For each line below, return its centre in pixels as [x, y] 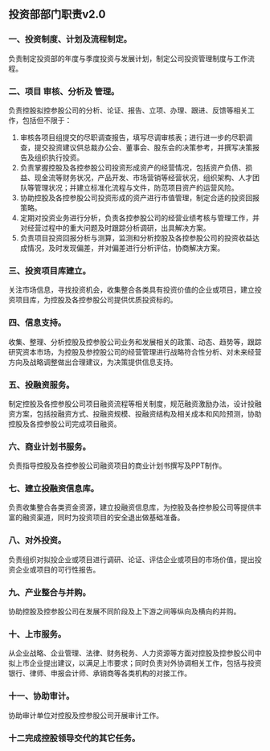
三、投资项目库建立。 [49, 270]
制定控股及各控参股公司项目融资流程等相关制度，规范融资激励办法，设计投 [131, 404]
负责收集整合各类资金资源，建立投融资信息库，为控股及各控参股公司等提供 [131, 507]
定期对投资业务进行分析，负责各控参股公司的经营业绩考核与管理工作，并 [139, 218]
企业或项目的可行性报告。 [57, 569]
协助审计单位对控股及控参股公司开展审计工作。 [86, 715]
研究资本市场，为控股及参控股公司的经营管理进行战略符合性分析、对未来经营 [135, 351]
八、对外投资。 [37, 540]
